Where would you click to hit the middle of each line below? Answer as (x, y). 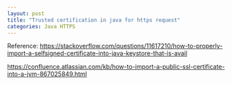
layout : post (26, 13)
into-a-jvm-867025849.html (47, 74)
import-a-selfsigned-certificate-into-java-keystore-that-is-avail (97, 53)
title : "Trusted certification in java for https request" (94, 20)
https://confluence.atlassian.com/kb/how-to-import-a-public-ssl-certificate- (116, 67)
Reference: (23, 46)
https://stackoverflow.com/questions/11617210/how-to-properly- (131, 46)
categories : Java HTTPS (41, 26)
